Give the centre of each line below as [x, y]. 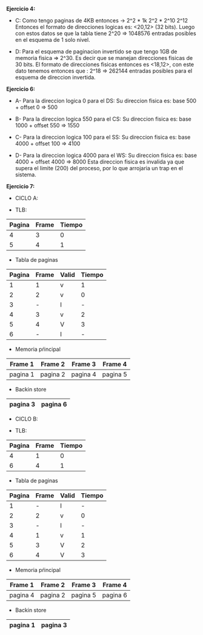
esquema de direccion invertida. [55, 77]
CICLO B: [26, 419]
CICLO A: [26, 198]
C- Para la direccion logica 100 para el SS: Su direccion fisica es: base [103, 137]
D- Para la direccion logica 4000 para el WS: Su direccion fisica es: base [106, 155]
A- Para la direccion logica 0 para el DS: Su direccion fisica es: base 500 [106, 101]
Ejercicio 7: [21, 186]
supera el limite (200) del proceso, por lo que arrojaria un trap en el [99, 168]
